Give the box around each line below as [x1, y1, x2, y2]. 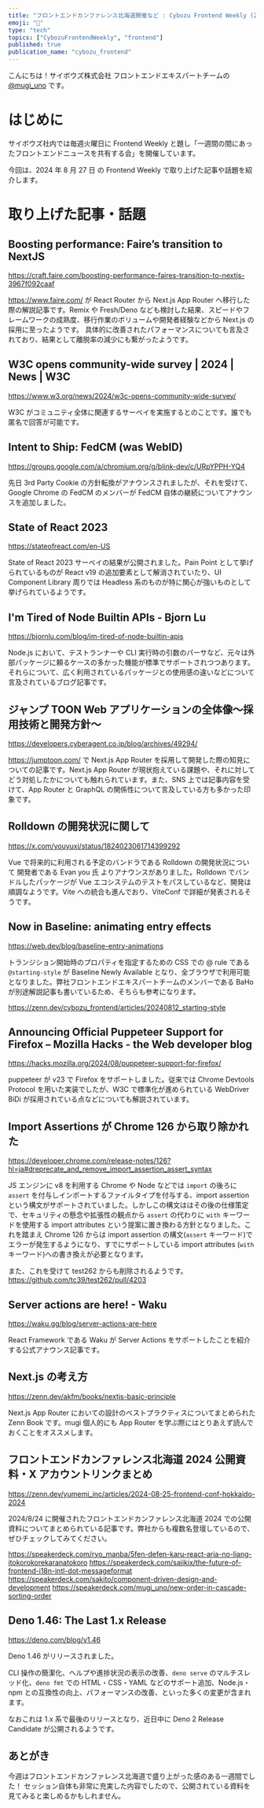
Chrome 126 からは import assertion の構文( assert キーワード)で [44, 1230, 253, 1239]
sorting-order [8, 1591, 52, 1600]
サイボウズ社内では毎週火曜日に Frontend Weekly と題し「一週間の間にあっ [8, 139, 253, 148]
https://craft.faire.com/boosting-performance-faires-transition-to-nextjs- [8, 270, 245, 280]
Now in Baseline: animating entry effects [8, 920, 212, 934]
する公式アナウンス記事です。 [8, 1345, 104, 1355]
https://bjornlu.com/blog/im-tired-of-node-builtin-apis [8, 632, 184, 641]
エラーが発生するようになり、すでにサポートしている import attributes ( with [8, 1240, 255, 1249]
